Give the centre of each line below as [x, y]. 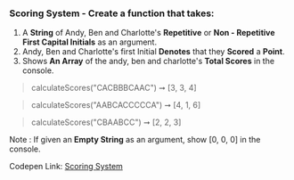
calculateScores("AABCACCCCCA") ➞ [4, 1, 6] [116, 105]
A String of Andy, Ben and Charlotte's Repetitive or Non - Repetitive [148, 33]
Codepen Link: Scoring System [66, 167]
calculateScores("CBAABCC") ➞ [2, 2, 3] [106, 122]
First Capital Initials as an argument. [90, 42]
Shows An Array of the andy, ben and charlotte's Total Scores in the [148, 61]
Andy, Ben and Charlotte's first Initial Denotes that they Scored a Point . [153, 52]
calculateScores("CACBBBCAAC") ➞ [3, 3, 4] [114, 88]
